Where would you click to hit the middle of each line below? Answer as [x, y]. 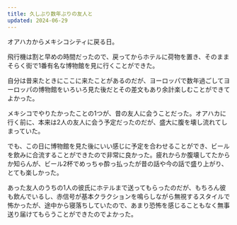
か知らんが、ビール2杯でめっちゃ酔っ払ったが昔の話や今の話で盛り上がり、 [117, 163]
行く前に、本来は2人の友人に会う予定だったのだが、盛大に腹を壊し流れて [114, 122]
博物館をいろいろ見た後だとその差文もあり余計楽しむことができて [134, 89]
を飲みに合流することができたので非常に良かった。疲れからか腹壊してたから [119, 155]
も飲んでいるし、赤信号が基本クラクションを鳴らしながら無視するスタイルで [119, 196]
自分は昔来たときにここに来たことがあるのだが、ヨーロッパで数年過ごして [116, 80]
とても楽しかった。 [35, 172]
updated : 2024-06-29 [38, 21]
